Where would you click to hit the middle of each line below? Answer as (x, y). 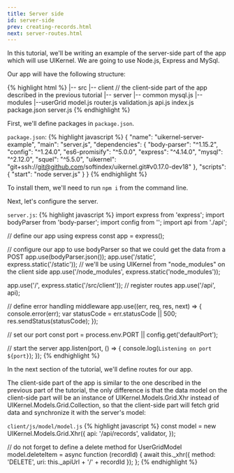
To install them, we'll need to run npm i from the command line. (98, 188)
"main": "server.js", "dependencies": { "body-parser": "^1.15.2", (128, 145)
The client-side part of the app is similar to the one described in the (104, 383)
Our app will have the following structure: (66, 74)
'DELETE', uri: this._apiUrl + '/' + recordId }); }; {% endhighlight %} (102, 462)
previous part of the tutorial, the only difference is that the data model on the (117, 390)
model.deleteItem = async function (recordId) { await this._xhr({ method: (111, 455)
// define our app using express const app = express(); (86, 236)
